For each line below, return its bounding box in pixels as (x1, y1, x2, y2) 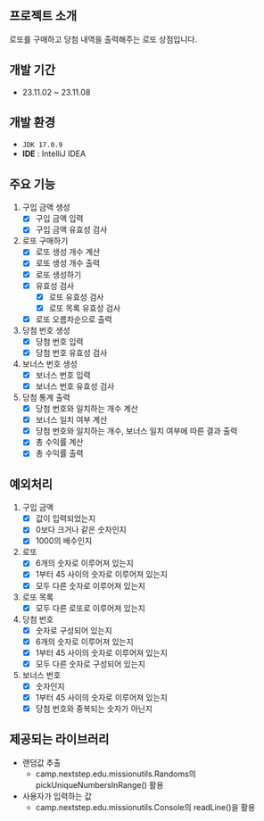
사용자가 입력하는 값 (21, 791, 92, 801)
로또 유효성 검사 (48, 291, 104, 302)
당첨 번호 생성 (21, 325, 70, 336)
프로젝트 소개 (9, 8, 78, 24)
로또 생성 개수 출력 (35, 258, 101, 269)
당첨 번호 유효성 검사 (35, 347, 108, 358)
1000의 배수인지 (35, 535, 93, 546)
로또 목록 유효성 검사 (48, 303, 121, 313)
